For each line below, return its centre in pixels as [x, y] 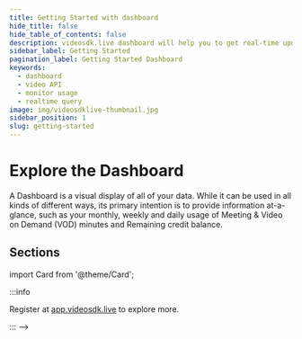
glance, [23, 214]
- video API [40, 85]
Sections [35, 253]
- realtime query [50, 101]
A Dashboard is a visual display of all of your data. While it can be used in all [151, 195]
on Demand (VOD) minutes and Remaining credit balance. [116, 224]
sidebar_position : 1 [48, 118]
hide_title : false [44, 26]
